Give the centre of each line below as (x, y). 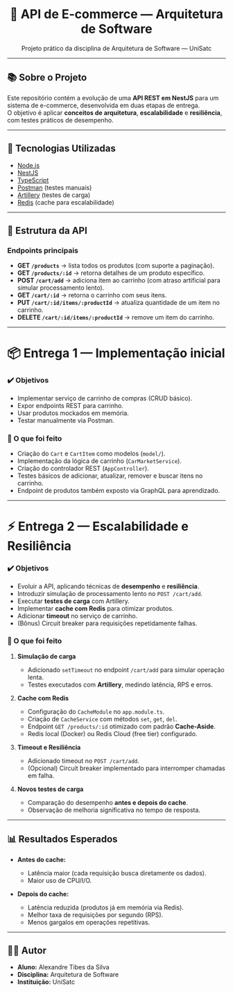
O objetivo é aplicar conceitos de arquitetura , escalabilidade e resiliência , (115, 112)
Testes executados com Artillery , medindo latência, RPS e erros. (120, 685)
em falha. (41, 775)
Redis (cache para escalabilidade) (66, 202)
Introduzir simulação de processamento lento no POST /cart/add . (110, 593)
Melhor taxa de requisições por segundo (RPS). (95, 914)
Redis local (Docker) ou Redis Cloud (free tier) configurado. (112, 733)
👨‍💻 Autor (27, 951)
